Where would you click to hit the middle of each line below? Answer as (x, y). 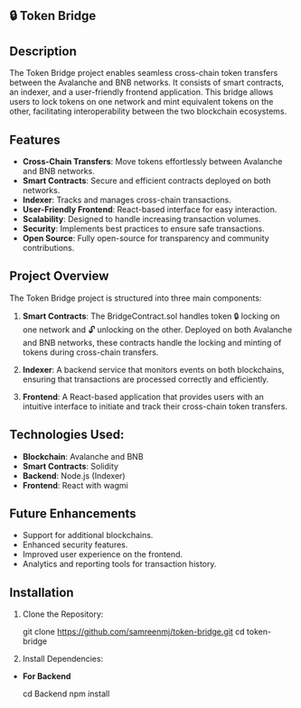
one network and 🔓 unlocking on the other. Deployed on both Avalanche (157, 330)
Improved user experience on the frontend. (103, 554)
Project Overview (59, 276)
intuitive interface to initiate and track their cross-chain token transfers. (155, 406)
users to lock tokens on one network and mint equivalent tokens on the (141, 102)
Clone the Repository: (63, 614)
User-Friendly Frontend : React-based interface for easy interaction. (150, 210)
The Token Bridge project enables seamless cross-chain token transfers (144, 73)
